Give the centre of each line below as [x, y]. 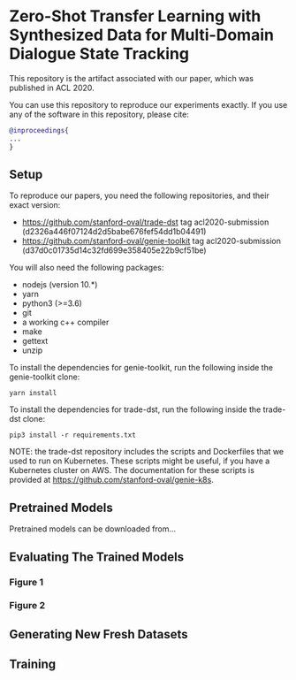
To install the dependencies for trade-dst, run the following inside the [135, 409]
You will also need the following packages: [87, 268]
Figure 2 [27, 606]
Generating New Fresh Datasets [99, 634]
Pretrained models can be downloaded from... [93, 529]
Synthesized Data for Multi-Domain [141, 35]
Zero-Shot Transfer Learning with [135, 16]
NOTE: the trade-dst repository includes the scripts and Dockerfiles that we [147, 452]
